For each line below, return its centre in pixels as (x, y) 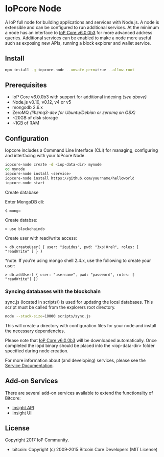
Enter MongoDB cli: (24, 201)
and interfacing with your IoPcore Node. (45, 156)
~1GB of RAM (26, 123)
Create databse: (21, 220)
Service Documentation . (29, 365)
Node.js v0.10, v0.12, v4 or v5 (42, 102)
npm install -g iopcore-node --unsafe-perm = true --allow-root (70, 70)
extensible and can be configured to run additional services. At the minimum (82, 27)
